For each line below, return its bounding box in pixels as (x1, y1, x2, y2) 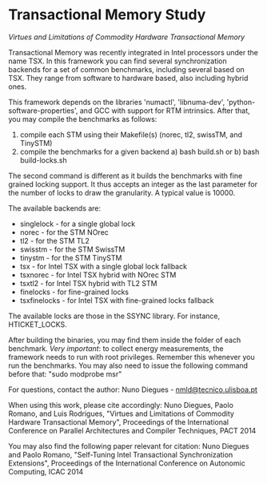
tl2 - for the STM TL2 (19, 236, 90, 245)
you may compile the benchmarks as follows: (8, 114, 157, 123)
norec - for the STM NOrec (19, 227, 110, 237)
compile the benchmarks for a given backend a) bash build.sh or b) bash (19, 147, 260, 156)
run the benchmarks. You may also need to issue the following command (8, 361, 249, 370)
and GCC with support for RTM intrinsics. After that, (79, 106, 250, 115)
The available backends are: (8, 203, 102, 213)
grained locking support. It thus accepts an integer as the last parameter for (8, 179, 258, 189)
